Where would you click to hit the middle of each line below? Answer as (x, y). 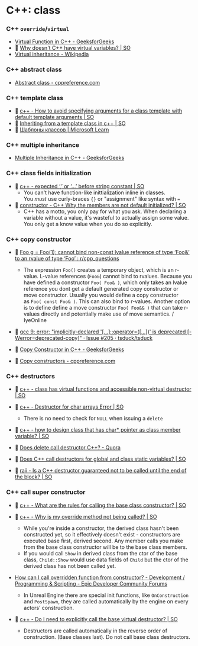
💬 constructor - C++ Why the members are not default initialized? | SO (100, 205)
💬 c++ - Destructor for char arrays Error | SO (69, 407)
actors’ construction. (49, 608)
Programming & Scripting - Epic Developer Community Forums (91, 583)
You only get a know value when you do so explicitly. (88, 224)
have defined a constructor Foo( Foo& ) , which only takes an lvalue (105, 282)
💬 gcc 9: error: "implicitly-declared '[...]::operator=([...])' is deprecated (100, 332)
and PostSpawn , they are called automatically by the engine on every (106, 601)
